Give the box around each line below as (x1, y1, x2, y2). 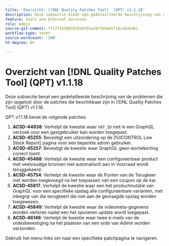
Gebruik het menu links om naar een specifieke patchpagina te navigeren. (5, 235, 158, 241)
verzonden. (12, 225, 37, 231)
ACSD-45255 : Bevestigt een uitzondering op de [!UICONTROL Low (12, 134, 152, 140)
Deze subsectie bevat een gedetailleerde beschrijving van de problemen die (5, 94, 163, 100)
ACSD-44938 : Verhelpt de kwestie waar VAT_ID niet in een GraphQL (12, 124, 154, 130)
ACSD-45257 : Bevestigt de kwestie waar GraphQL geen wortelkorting (12, 145, 158, 151)
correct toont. (12, 150, 41, 156)
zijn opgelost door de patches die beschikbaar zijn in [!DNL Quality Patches (5, 99, 162, 105)
